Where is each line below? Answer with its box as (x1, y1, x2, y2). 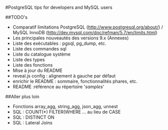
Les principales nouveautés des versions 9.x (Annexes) (12, 35, 129, 41)
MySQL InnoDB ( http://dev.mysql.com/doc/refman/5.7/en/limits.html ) (12, 30, 158, 35)
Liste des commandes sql (12, 46, 67, 51)
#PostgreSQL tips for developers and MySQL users (5, 5, 113, 10)
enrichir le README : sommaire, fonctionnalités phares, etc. (12, 79, 138, 84)
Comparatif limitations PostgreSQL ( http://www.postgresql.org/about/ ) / (12, 24, 163, 30)
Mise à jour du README (12, 67, 63, 73)
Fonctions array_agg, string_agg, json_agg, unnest (12, 103, 118, 109)
